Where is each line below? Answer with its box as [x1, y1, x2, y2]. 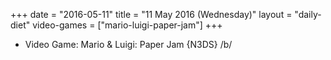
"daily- [294, 9, 322, 20]
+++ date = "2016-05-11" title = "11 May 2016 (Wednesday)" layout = [10, 9, 293, 20]
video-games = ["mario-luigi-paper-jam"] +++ [32, 19, 223, 31]
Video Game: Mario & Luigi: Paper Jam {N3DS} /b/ [24, 39, 233, 50]
